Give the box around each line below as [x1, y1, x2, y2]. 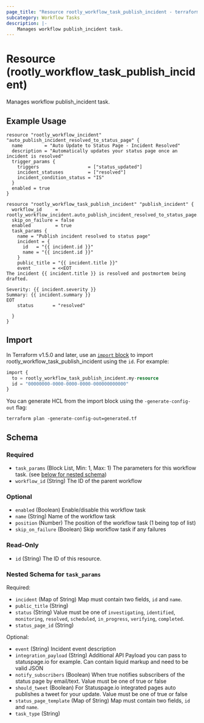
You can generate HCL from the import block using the [6, 397, 143, 405]
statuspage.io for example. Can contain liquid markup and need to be [15, 658, 189, 665]
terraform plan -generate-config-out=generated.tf [6, 415, 137, 422]
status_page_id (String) [15, 621, 74, 629]
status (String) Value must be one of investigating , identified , [15, 608, 175, 616]
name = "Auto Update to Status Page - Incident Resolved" [12, 143, 181, 149]
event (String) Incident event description [15, 645, 117, 652]
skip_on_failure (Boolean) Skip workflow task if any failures [15, 526, 166, 533]
